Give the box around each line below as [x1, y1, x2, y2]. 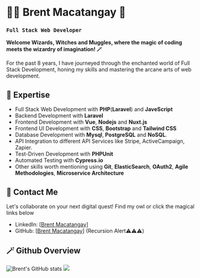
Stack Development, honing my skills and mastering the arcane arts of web [6, 66, 192, 73]
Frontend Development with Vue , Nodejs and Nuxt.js [14, 118, 148, 125]
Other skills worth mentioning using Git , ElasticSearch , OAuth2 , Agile [14, 163, 189, 171]
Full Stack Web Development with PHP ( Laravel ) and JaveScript [14, 106, 173, 113]
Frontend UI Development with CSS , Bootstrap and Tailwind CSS [14, 125, 177, 132]
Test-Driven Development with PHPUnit [14, 150, 114, 158]
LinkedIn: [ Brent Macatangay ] [14, 221, 89, 228]
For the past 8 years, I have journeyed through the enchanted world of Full [6, 59, 190, 67]
